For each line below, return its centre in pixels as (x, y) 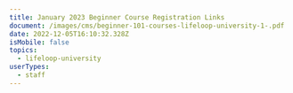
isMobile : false (39, 42)
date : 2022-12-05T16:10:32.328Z (69, 34)
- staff (32, 75)
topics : (24, 50)
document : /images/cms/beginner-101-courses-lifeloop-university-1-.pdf (147, 26)
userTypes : (29, 67)
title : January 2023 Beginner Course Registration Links (117, 17)
